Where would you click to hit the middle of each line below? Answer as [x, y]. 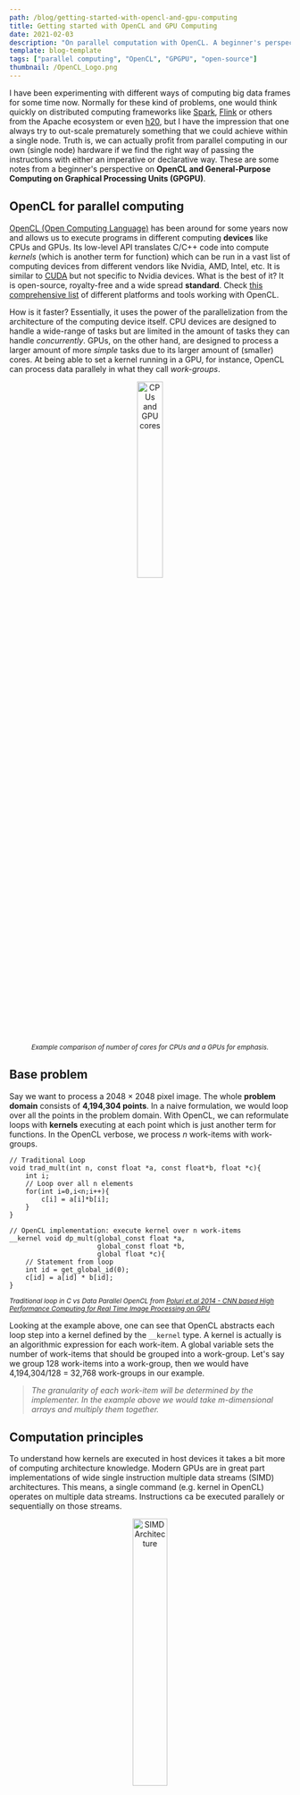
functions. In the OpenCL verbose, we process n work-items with [129, 1134]
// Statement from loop [70, 1262]
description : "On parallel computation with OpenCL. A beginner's [135, 42]
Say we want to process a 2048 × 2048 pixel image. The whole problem [143, 1096]
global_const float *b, [141, 1246]
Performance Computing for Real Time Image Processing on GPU [110, 1308]
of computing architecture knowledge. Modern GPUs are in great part [137, 1469]
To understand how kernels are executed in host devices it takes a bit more [147, 1459]
